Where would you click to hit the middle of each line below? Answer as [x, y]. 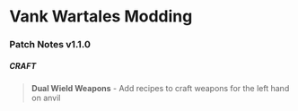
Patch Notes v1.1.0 [50, 45]
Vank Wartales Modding [101, 17]
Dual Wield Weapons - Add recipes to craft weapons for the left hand [160, 89]
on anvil [46, 98]
